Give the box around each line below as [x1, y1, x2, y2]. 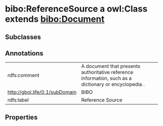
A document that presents [81, 63, 141, 70]
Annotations [5, 49, 44, 57]
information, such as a [81, 75, 132, 82]
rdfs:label [7, 97, 29, 103]
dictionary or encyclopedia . [81, 81, 145, 88]
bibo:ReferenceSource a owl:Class [5, 3, 148, 14]
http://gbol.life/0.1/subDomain [7, 89, 77, 96]
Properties [5, 113, 38, 121]
